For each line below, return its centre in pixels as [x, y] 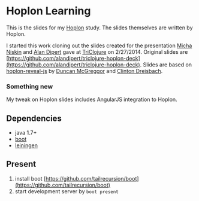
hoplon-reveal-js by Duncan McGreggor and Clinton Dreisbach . [85, 71]
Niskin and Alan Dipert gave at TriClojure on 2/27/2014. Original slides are [97, 51]
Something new [30, 86]
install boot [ [30, 178]
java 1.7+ [26, 133]
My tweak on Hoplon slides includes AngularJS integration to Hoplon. [92, 99]
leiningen [26, 145]
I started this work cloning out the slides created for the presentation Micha [99, 45]
